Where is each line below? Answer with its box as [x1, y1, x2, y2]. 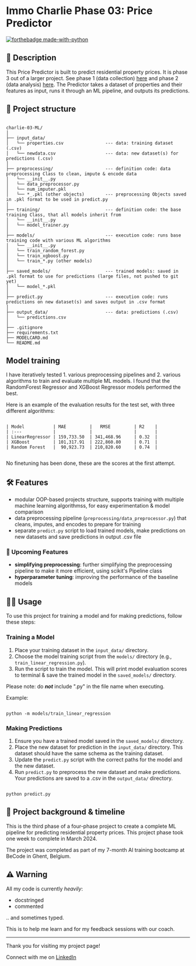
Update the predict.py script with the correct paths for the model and [14, 756, 183, 763]
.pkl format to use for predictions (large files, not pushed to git [6, 273, 179, 279]
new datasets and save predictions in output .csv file [14, 533, 142, 540]
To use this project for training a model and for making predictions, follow [6, 612, 183, 619]
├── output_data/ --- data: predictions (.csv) [6, 309, 179, 315]
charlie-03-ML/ [6, 125, 43, 131]
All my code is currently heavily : [6, 885, 83, 892]
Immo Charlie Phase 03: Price [6, 4, 153, 18]
